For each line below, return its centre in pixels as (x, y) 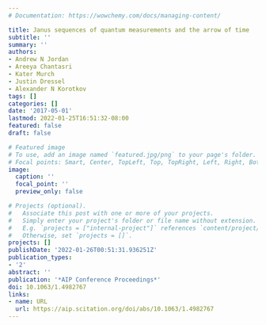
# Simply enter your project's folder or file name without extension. (133, 220)
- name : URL (28, 302)
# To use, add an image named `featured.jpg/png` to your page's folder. (133, 155)
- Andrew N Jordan (38, 59)
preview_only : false (49, 192)
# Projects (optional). (47, 206)
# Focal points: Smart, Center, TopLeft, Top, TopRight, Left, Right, (127, 162)
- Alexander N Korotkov (47, 89)
